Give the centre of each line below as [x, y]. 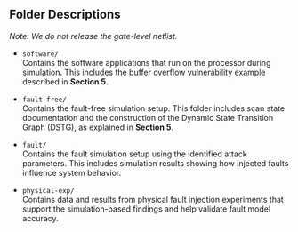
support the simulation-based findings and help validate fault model [146, 209]
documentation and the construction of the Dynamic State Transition [148, 117]
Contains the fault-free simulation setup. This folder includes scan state [153, 108]
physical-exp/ [48, 190]
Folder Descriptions [65, 15]
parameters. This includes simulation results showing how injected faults [155, 163]
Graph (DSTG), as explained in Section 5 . [97, 127]
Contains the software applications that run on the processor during [146, 62]
